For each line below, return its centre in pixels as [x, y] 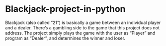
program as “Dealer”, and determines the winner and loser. [65, 38]
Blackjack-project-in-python [65, 9]
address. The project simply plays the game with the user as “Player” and [80, 33]
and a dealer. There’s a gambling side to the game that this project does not [83, 27]
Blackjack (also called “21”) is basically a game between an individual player [83, 23]
